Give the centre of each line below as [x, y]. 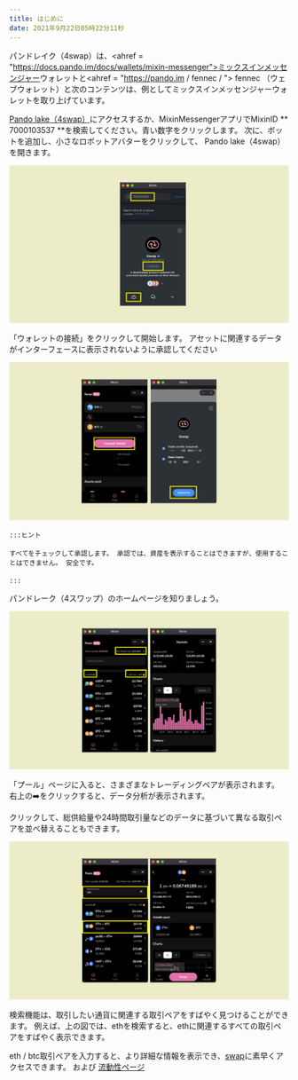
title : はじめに [36, 19]
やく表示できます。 [74, 1037]
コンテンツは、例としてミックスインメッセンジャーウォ [187, 89]
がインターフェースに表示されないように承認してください [114, 350]
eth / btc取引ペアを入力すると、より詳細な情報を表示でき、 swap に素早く [143, 1056]
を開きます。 [32, 152]
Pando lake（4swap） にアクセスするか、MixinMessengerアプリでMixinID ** [149, 119]
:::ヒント [25, 536]
